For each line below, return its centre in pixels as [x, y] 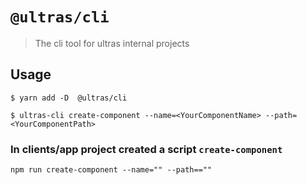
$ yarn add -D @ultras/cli [69, 98]
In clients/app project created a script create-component [146, 149]
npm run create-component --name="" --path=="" [111, 170]
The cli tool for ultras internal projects [112, 43]
